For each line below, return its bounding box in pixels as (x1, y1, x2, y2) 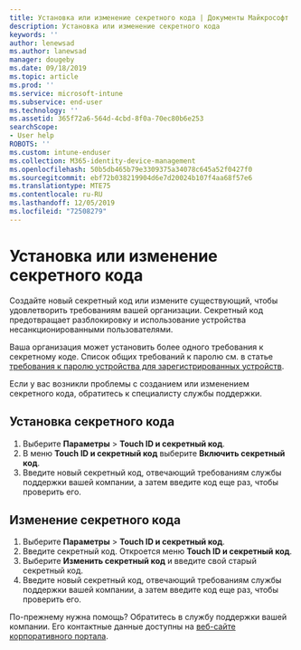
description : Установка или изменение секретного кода (9, 22, 221, 31)
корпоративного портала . (9, 631, 108, 642)
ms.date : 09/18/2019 (9, 64, 88, 73)
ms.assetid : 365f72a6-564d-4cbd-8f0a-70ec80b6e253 (9, 114, 204, 123)
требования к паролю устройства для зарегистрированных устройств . (9, 360, 285, 371)
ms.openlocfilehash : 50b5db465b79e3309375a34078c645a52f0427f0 (9, 165, 253, 174)
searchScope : (9, 123, 59, 132)
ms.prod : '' (9, 81, 54, 90)
